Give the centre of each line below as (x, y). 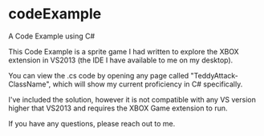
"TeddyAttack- (215, 75)
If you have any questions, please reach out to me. (92, 123)
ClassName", (30, 84)
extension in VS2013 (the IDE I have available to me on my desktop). (121, 60)
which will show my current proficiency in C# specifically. (148, 84)
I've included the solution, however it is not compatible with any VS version (132, 99)
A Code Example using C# (52, 36)
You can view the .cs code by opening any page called (99, 75)
